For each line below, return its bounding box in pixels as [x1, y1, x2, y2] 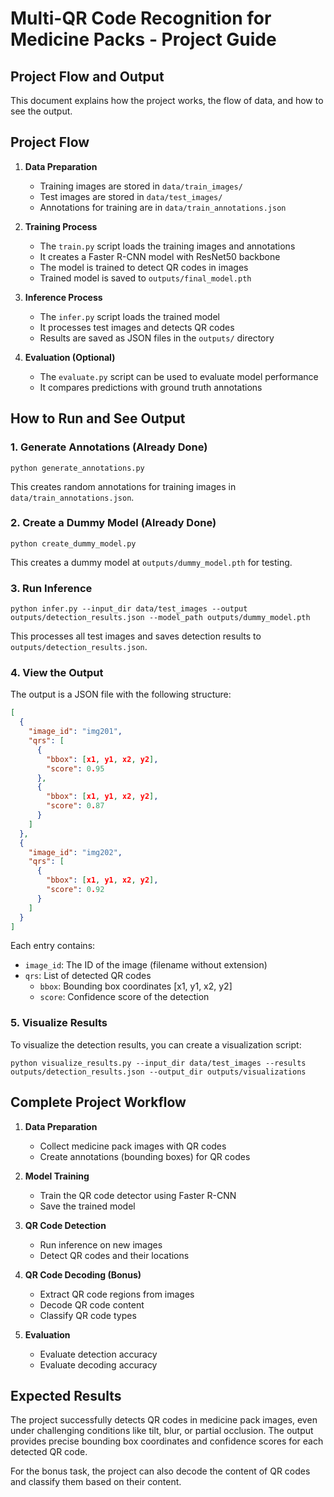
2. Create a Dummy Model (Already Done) [10, 516, 217, 530]
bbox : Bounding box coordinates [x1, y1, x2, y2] [39, 980, 233, 992]
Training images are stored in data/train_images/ [39, 180, 243, 192]
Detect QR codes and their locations [39, 1249, 190, 1261]
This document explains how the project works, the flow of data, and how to [10, 95, 324, 106]
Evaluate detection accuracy [39, 1348, 158, 1360]
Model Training [24, 1170, 90, 1182]
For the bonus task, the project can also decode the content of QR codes [10, 1465, 311, 1477]
